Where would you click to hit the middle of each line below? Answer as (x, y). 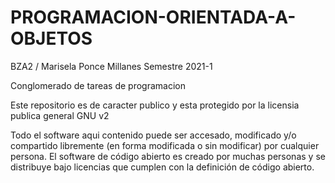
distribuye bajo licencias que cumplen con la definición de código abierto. (162, 167)
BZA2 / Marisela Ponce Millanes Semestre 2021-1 (111, 66)
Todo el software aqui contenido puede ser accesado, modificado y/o (153, 135)
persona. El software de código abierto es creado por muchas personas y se (168, 156)
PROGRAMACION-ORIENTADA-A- (153, 17)
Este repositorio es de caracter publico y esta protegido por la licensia (155, 105)
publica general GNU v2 (60, 115)
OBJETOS (51, 38)
